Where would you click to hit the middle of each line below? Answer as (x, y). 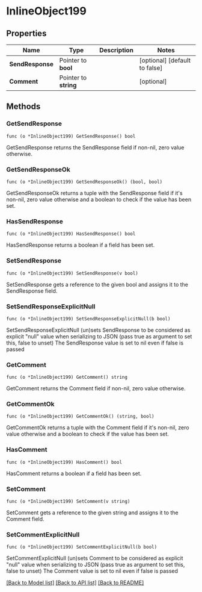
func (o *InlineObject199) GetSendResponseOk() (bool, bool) (84, 182)
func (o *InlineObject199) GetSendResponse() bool (71, 136)
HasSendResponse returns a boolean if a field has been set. (81, 245)
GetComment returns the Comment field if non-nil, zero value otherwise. (96, 388)
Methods (23, 107)
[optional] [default (165, 60)
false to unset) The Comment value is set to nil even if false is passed (92, 571)
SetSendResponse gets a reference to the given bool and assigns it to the (97, 284)
